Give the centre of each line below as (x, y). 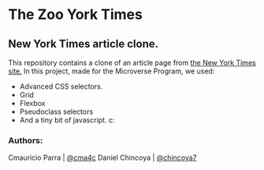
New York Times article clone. (84, 44)
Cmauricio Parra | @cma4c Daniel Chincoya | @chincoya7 (102, 158)
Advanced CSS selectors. (61, 86)
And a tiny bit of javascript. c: (67, 120)
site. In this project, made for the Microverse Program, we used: (112, 71)
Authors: (26, 140)
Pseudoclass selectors (56, 111)
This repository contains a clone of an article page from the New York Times (132, 62)
